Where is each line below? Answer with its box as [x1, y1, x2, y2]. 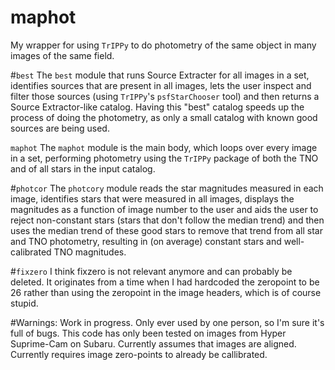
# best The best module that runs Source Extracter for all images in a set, [10, 69, 310, 81]
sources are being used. [10, 122, 110, 134]
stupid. [10, 297, 39, 309]
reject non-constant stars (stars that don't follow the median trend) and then [10, 214, 325, 226]
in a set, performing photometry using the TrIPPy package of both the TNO [10, 152, 319, 164]
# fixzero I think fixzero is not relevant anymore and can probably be [10, 265, 293, 277]
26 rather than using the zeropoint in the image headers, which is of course [10, 286, 322, 298]
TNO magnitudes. [53, 246, 127, 258]
